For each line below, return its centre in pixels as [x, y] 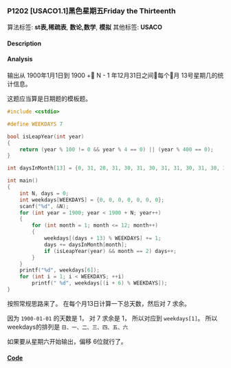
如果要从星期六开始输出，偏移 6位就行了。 [67, 341]
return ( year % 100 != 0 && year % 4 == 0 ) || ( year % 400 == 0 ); [117, 150]
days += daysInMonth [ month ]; [86, 245]
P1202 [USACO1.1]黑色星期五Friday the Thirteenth [91, 10]
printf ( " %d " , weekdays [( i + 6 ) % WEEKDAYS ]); [100, 283]
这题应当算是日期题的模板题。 [49, 99]
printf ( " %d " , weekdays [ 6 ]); [59, 270]
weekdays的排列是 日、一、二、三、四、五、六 [68, 327]
